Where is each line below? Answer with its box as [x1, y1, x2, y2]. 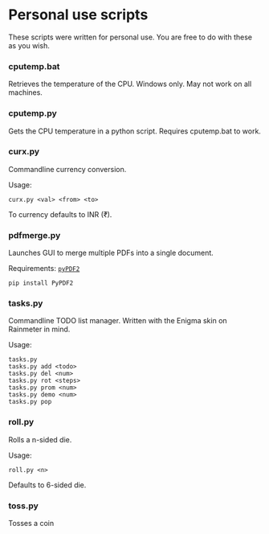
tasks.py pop [8, 398, 52, 406]
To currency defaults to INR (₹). [8, 209, 112, 219]
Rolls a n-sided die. [8, 434, 72, 444]
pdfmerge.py [8, 229, 61, 240]
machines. [8, 88, 43, 97]
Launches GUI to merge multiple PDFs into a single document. [8, 248, 214, 258]
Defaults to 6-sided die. [8, 480, 87, 490]
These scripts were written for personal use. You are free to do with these [8, 32, 253, 42]
